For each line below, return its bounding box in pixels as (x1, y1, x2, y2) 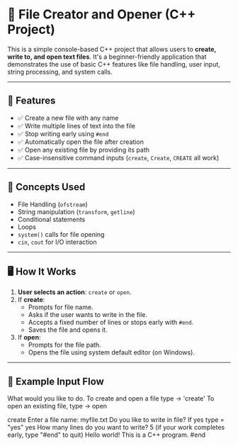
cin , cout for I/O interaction (17, 238, 97, 246)
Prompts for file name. (28, 303, 93, 311)
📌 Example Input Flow (7, 375, 104, 387)
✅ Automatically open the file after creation (17, 138, 144, 146)
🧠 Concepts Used (7, 181, 86, 194)
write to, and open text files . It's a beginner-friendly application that (7, 52, 207, 61)
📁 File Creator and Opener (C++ (7, 6, 196, 23)
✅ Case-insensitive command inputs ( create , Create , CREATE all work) (17, 153, 220, 162)
